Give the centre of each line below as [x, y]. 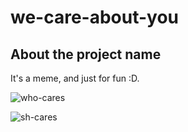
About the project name [86, 54]
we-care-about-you [95, 17]
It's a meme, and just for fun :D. [75, 78]
